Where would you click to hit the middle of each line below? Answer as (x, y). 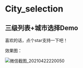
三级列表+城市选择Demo (41, 28)
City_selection (34, 9)
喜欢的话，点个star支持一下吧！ (36, 40)
